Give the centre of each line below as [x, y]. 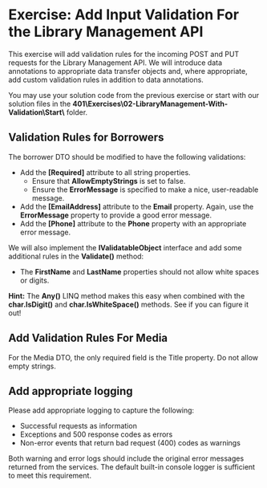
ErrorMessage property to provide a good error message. [116, 215]
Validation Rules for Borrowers [86, 138]
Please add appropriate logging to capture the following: [101, 410]
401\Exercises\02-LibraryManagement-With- [150, 104]
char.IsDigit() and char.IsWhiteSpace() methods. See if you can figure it [129, 304]
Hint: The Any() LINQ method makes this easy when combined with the [127, 295]
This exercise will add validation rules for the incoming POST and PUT [124, 54]
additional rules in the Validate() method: [76, 256]
